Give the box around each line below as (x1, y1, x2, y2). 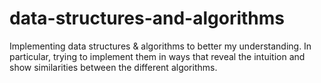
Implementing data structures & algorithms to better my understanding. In (9, 40, 312, 52)
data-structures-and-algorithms (9, 7, 286, 30)
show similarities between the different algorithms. (9, 61, 218, 73)
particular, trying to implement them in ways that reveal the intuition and (9, 50, 306, 62)
